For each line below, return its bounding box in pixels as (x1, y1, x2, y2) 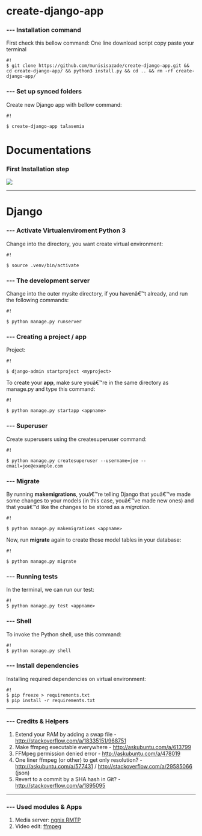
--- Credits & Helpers (6, 717, 69, 725)
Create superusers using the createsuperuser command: (6, 435, 147, 443)
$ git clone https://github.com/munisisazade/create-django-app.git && (6, 63, 189, 69)
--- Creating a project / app (6, 332, 87, 341)
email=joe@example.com (6, 463, 63, 469)
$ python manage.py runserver (6, 318, 82, 325)
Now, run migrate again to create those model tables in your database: (6, 536, 182, 543)
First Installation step (6, 165, 70, 173)
